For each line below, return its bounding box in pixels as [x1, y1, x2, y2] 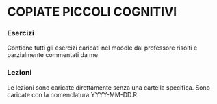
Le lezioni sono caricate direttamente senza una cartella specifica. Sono [7, 83, 211, 92]
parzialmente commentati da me [7, 51, 99, 59]
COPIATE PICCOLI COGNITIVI [7, 4, 177, 20]
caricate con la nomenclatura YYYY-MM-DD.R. [7, 90, 139, 99]
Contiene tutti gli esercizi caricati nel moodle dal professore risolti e [7, 44, 198, 52]
